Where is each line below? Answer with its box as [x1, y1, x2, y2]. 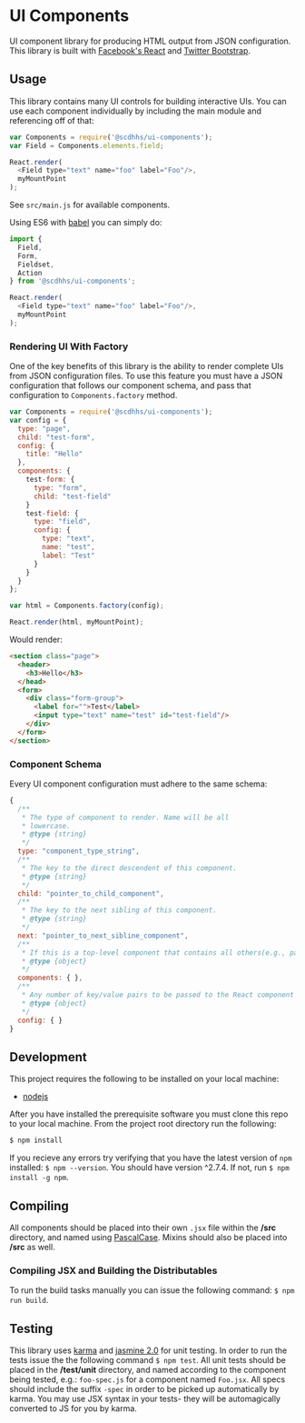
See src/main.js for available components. [9, 199, 171, 210]
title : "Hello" [25, 449, 84, 459]
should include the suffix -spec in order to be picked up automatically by [9, 1384, 280, 1395]
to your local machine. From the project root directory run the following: [9, 1118, 277, 1129]
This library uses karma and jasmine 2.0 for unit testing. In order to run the [9, 1345, 288, 1356]
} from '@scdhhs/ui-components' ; [9, 276, 136, 286]
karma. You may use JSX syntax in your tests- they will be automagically [9, 1393, 281, 1405]
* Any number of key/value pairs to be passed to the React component [21, 990, 295, 1000]
